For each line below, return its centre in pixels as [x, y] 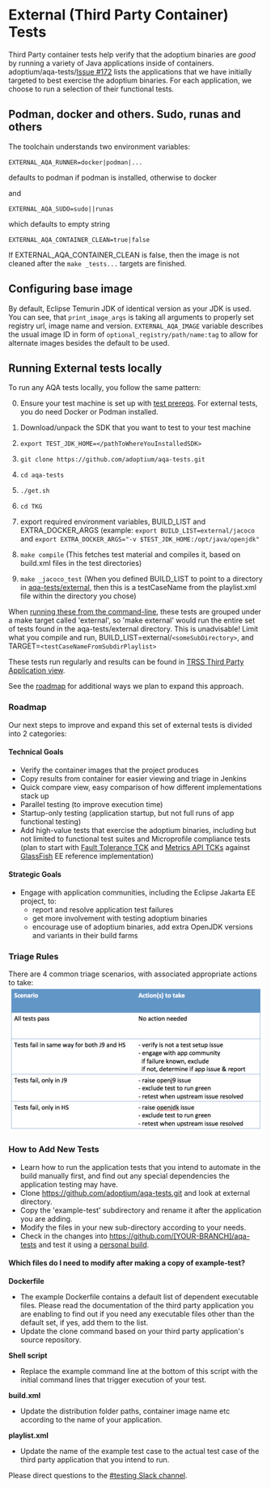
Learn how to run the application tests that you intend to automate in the [140, 1167]
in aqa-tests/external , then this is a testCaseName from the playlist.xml [138, 588]
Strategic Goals [35, 874]
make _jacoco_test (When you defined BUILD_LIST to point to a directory [141, 579]
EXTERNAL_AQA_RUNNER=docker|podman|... [76, 162]
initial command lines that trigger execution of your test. [113, 1380]
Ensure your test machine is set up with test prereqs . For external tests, [139, 403]
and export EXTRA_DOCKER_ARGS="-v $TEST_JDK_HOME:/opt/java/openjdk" [140, 539]
